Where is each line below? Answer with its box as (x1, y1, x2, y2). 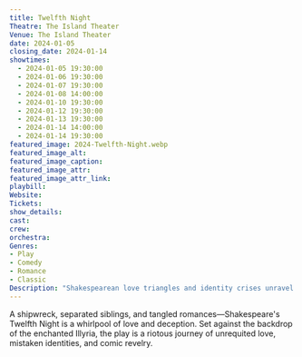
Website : (9, 191, 43, 200)
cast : (9, 215, 30, 225)
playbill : (9, 183, 47, 192)
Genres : (9, 242, 39, 251)
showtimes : (9, 55, 51, 64)
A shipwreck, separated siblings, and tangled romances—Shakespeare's (9, 308, 280, 319)
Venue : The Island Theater (9, 30, 112, 39)
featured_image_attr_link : (9, 174, 112, 183)
